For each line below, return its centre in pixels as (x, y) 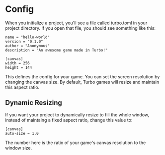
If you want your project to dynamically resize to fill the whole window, (77, 114)
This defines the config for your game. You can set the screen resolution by (82, 77)
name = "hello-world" (28, 37)
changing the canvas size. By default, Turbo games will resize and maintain (82, 82)
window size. (19, 148)
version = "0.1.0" (24, 41)
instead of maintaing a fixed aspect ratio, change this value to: (69, 120)
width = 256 (17, 63)
